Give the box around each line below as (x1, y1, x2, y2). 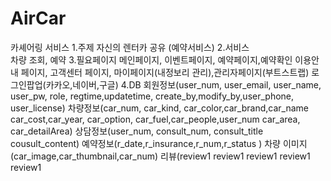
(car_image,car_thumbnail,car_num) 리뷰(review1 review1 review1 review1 (10, 150, 311, 162)
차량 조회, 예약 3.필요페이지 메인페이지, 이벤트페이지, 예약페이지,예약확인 (10, 53, 293, 66)
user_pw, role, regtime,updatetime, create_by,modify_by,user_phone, (10, 90, 295, 102)
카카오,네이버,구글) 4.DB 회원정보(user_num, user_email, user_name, (45, 78, 322, 91)
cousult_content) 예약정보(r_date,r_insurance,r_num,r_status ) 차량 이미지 (10, 137, 308, 149)
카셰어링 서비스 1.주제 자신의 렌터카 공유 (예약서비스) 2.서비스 (10, 41, 250, 53)
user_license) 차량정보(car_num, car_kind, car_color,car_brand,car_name (10, 102, 309, 114)
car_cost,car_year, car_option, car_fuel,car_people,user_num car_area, (10, 113, 301, 125)
